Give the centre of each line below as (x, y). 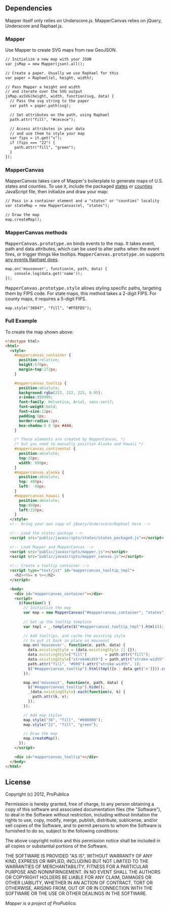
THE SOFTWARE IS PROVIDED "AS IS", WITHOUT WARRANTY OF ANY (79, 856)
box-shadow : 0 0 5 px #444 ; (46, 425)
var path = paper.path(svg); (40, 106)
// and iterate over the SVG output (44, 92)
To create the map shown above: (39, 332)
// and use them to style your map (47, 134)
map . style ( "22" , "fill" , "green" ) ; (61, 725)
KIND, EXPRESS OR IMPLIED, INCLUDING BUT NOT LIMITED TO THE (77, 861)
